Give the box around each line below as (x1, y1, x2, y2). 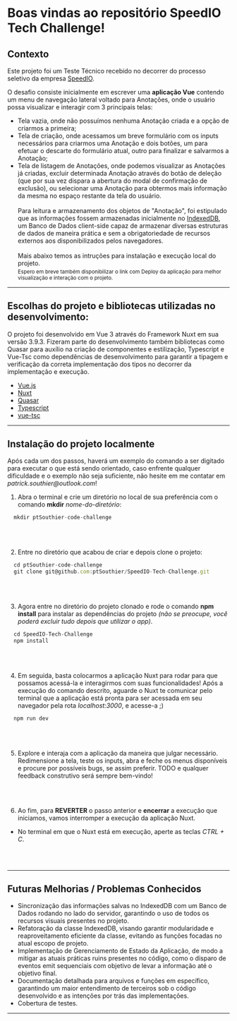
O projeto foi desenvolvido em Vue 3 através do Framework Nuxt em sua (7, 330, 219, 338)
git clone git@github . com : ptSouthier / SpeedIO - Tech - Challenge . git (13, 568, 210, 576)
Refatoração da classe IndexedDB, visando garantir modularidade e (17, 924, 214, 933)
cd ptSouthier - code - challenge (13, 562, 102, 569)
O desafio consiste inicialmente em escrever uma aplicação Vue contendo (7, 88, 224, 96)
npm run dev (13, 715, 49, 722)
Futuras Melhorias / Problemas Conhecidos (7, 883, 202, 895)
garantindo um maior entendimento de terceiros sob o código (17, 984, 196, 993)
